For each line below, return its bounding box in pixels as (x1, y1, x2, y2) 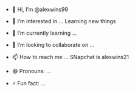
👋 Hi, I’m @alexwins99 (12, 6, 69, 13)
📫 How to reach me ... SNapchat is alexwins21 (12, 54, 130, 60)
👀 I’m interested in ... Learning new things (12, 18, 116, 24)
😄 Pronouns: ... (12, 68, 52, 74)
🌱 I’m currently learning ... (12, 29, 77, 37)
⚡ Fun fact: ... (12, 80, 46, 87)
